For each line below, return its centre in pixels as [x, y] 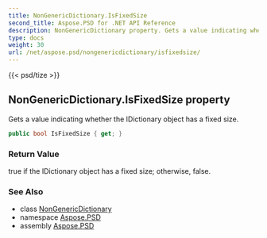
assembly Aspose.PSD [57, 226]
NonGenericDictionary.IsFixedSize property [119, 100]
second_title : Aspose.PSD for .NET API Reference [92, 23]
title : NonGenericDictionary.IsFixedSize [78, 15]
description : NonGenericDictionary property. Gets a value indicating [128, 30]
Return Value [34, 154]
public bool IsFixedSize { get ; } [66, 133]
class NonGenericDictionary [66, 209]
